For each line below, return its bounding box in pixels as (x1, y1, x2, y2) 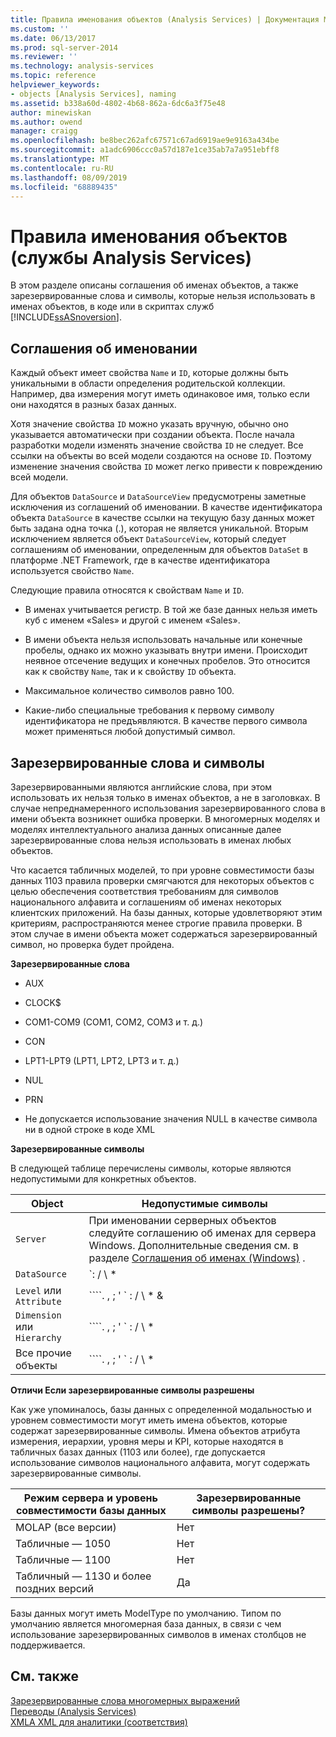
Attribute (15, 1296, 62, 1307)
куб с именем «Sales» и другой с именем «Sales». (24, 614, 241, 626)
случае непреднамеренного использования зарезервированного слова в (10, 802, 326, 814)
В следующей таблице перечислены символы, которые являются (10, 1162, 292, 1174)
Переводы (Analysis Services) (10, 1705, 137, 1717)
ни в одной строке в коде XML (24, 1123, 156, 1135)
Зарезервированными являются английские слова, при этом (10, 781, 273, 793)
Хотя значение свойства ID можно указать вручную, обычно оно (10, 418, 289, 430)
